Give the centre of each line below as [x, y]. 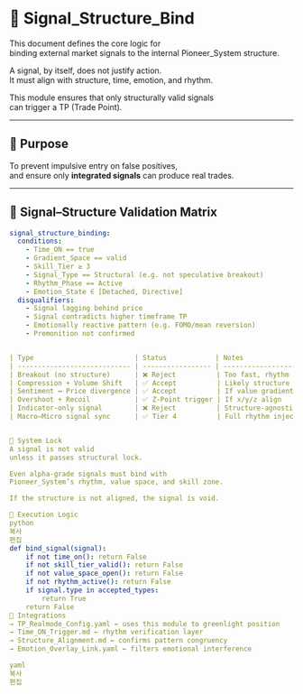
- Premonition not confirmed [80, 334]
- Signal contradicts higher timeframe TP [106, 317]
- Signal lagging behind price [84, 309]
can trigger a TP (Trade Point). [66, 106]
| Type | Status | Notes [127, 357]
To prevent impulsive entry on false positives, [94, 165]
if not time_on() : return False [86, 557]
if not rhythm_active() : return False [98, 582]
